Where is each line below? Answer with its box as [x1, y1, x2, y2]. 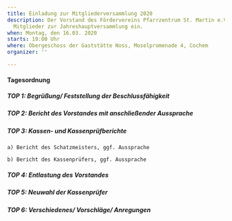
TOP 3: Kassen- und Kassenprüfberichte [7, 126, 127, 135]
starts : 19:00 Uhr [7, 36, 60, 43]
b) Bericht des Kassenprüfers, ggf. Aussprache [7, 156, 147, 163]
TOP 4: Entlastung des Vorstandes [7, 171, 109, 179]
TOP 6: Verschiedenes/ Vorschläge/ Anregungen [7, 205, 151, 214]
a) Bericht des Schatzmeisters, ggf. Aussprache [7, 144, 150, 151]
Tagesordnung [7, 76, 50, 84]
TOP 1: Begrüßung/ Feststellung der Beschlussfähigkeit [7, 92, 170, 100]
